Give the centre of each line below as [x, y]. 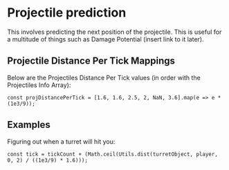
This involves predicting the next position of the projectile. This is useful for [114, 32]
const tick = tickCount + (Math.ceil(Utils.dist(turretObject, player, [112, 154]
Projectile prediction [67, 13]
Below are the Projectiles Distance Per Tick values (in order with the [104, 77]
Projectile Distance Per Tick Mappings [91, 61]
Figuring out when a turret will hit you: [61, 141]
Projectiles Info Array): [39, 85]
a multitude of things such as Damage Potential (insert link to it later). [106, 39]
